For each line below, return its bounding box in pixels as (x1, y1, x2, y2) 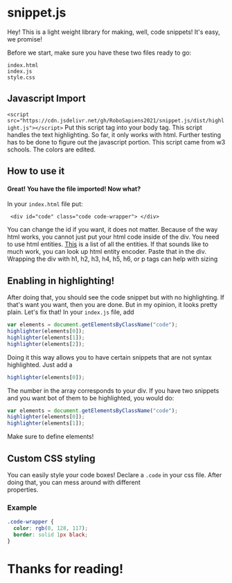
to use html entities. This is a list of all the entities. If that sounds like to (7, 240, 209, 248)
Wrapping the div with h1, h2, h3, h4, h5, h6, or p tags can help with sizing (7, 255, 218, 263)
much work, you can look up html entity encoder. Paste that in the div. (7, 248, 206, 256)
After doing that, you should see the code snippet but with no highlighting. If (7, 293, 225, 302)
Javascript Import (7, 93, 86, 104)
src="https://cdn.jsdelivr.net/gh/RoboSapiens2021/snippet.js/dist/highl (7, 117, 225, 124)
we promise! (7, 35, 43, 43)
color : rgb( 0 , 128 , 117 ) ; (13, 525, 89, 532)
